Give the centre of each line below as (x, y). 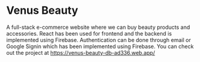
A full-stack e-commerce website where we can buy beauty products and (98, 27)
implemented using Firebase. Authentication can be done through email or (99, 40)
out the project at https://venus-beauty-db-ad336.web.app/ (81, 52)
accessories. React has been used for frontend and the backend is (89, 33)
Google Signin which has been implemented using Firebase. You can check (100, 46)
